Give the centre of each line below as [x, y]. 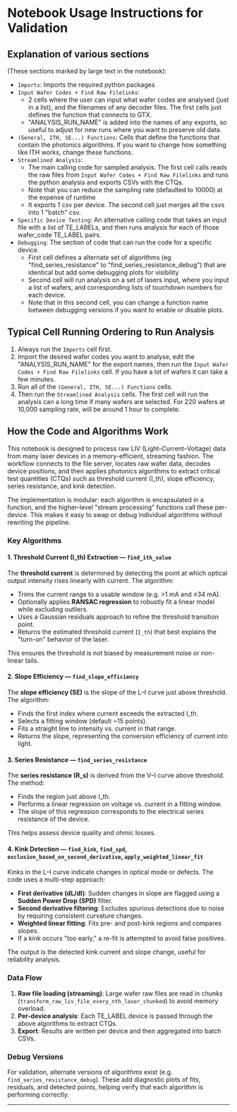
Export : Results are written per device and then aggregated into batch [119, 1031]
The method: [26, 783]
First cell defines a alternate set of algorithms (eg [99, 257]
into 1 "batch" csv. [54, 212]
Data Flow [25, 978]
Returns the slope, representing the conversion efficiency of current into [122, 735]
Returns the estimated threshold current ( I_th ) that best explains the [117, 632]
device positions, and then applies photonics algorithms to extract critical [114, 471]
